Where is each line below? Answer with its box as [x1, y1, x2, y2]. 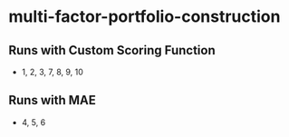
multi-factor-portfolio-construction [8, 6, 281, 27]
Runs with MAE [8, 93, 97, 108]
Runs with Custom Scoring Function [8, 43, 216, 58]
